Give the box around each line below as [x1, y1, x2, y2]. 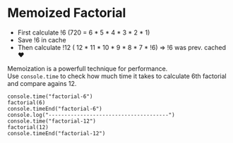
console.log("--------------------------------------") [7, 111, 175, 118]
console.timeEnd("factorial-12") [7, 130, 106, 137]
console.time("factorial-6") [7, 93, 93, 100]
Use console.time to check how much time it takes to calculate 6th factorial [7, 72, 227, 80]
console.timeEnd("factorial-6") [7, 105, 102, 112]
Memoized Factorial [7, 5, 126, 21]
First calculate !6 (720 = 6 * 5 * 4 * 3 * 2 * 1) [17, 28, 150, 37]
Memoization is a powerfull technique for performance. [7, 64, 168, 73]
